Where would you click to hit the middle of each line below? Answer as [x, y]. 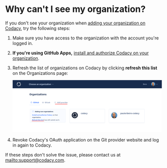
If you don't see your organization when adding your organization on [75, 23]
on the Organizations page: [40, 73]
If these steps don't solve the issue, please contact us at [63, 155]
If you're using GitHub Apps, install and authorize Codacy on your [81, 53]
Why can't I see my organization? [75, 9]
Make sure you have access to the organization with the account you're [85, 38]
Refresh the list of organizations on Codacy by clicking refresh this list [85, 68]
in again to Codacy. [32, 145]
